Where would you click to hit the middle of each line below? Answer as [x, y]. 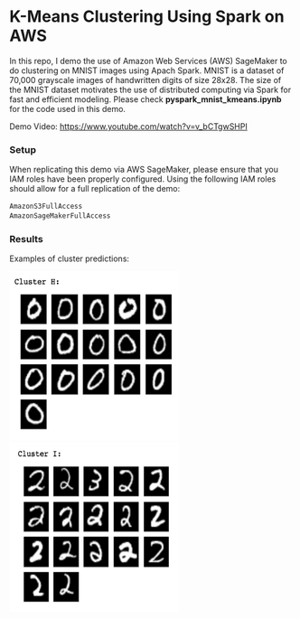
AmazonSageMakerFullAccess [60, 216]
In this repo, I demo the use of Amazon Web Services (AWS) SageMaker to [148, 61]
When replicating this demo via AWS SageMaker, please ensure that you [144, 170]
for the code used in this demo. [68, 108]
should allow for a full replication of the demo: [95, 189]
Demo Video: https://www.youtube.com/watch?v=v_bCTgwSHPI [129, 126]
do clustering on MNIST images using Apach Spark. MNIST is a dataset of [147, 70]
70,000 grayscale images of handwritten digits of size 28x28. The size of [145, 80]
